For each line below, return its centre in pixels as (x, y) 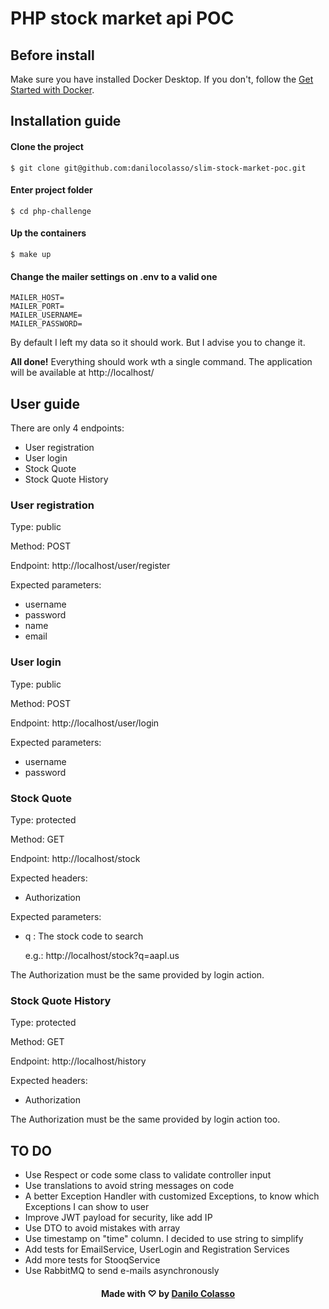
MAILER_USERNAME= (46, 315)
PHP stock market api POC (122, 18)
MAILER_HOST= (37, 298)
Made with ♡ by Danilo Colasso (168, 1293)
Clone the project (47, 146)
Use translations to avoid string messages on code (129, 1186)
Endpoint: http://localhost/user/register (90, 566)
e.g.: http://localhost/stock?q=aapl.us (102, 955)
